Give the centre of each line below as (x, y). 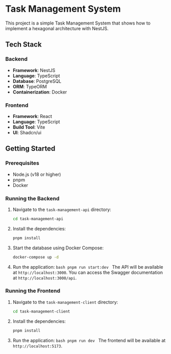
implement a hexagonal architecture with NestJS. (57, 28)
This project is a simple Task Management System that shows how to (78, 23)
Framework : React (32, 116)
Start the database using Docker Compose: (58, 248)
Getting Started (30, 149)
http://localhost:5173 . (38, 346)
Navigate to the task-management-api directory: (62, 209)
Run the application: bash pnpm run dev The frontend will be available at (89, 340)
